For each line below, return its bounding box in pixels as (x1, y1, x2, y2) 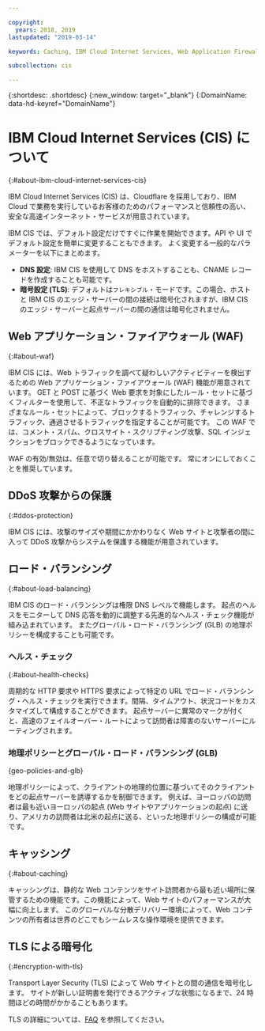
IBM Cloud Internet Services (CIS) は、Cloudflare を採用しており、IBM (8, 191, 237, 202)
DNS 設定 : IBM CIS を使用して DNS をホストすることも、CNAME (19, 265, 230, 275)
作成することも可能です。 (33, 275, 117, 285)
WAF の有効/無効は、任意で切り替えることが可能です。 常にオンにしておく (8, 453, 250, 463)
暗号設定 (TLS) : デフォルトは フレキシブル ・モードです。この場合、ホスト (19, 285, 252, 294)
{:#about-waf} (8, 351, 55, 361)
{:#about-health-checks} (8, 669, 89, 679)
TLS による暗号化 (8, 940, 92, 953)
